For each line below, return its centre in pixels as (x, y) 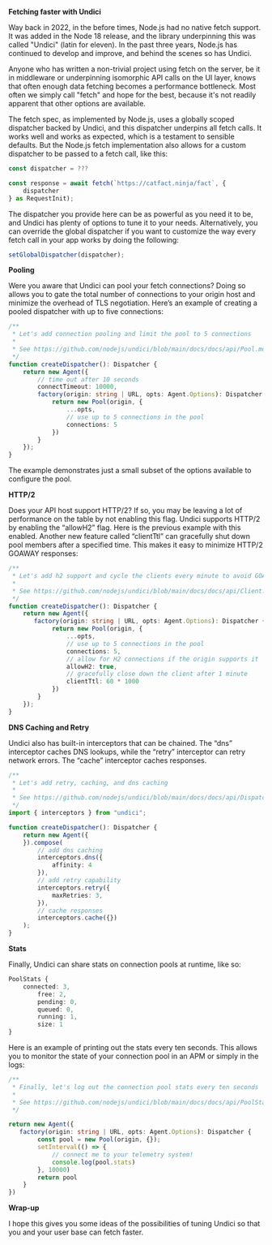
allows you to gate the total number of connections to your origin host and (132, 295)
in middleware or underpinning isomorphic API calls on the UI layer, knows (132, 78)
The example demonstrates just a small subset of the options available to (130, 471)
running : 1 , (58, 1017)
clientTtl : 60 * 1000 (102, 682)
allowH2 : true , (91, 666)
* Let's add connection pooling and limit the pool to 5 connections (132, 334)
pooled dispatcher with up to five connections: (86, 312)
